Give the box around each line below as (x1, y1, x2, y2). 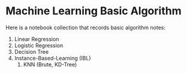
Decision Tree (14, 48, 49, 55)
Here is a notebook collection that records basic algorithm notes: (5, 24, 166, 31)
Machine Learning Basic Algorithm (5, 4, 182, 18)
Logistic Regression (14, 42, 64, 49)
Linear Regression (14, 35, 59, 42)
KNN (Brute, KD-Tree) (23, 61, 77, 68)
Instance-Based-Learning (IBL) (14, 54, 91, 61)
